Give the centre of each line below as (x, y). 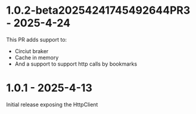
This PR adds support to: (37, 39)
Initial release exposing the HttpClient (52, 104)
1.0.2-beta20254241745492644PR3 (98, 10)
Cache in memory (37, 57)
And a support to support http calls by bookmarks (76, 64)
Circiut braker (32, 51)
